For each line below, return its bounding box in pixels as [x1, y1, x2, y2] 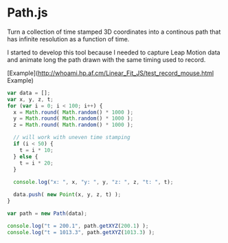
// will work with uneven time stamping [13, 134, 130, 141]
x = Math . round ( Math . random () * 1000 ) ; [13, 109, 134, 116]
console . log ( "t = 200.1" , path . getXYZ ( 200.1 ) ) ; [7, 222, 149, 229]
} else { [13, 153, 38, 160]
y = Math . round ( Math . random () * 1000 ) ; [13, 115, 134, 122]
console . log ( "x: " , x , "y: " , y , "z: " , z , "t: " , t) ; [13, 179, 174, 186]
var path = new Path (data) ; [7, 210, 88, 217]
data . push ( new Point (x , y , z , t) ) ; [13, 191, 122, 198]
